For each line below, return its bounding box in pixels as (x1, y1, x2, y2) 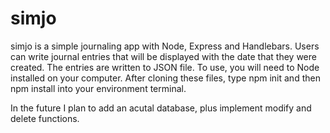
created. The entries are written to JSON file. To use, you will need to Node (10, 61, 320, 73)
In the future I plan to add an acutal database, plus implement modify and (10, 102, 312, 114)
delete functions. (10, 112, 80, 124)
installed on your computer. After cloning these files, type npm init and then (10, 72, 321, 84)
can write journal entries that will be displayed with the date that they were (10, 50, 317, 62)
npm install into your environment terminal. (10, 82, 187, 94)
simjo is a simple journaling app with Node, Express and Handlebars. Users (10, 40, 320, 52)
